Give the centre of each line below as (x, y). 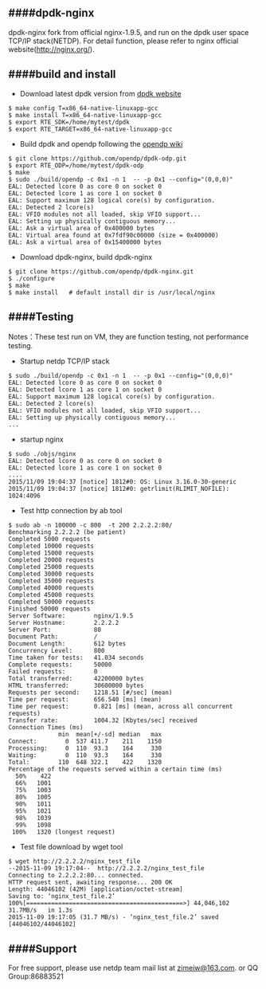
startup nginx (41, 440)
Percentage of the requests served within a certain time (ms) (115, 769)
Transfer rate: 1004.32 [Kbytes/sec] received (103, 720)
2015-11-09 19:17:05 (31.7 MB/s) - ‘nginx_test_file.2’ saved (113, 917)
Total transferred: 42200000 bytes (76, 679)
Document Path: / (53, 637)
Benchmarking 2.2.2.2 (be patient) (67, 532)
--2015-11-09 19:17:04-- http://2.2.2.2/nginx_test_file (106, 869)
